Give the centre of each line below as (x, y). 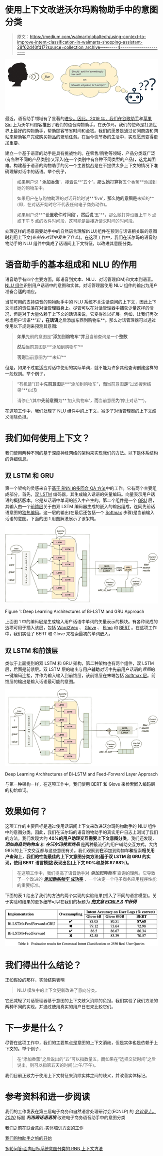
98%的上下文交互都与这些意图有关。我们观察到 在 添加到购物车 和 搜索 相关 (78, 850)
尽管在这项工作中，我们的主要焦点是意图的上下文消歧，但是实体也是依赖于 (79, 1042)
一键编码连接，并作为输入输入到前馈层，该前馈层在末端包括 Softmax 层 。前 (81, 676)
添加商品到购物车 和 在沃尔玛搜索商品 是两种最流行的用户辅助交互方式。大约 (81, 844)
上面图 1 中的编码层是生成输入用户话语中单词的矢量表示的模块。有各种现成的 (81, 622)
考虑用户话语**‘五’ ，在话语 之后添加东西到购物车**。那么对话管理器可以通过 (81, 320)
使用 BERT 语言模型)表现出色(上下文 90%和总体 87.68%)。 (73, 862)
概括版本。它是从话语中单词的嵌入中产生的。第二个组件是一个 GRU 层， (85, 500)
